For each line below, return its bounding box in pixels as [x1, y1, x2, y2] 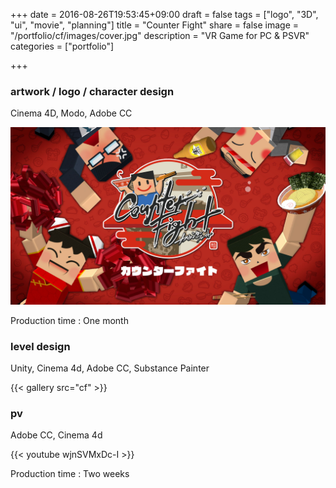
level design [10, 339, 71, 353]
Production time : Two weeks [10, 468, 130, 480]
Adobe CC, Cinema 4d [10, 429, 103, 441]
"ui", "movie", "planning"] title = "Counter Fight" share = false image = [10, 19, 300, 31]
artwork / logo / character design [10, 84, 175, 98]
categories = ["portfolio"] [10, 40, 115, 52]
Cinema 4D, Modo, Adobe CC [10, 107, 133, 119]
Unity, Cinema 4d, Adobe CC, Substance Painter [10, 362, 210, 374]
